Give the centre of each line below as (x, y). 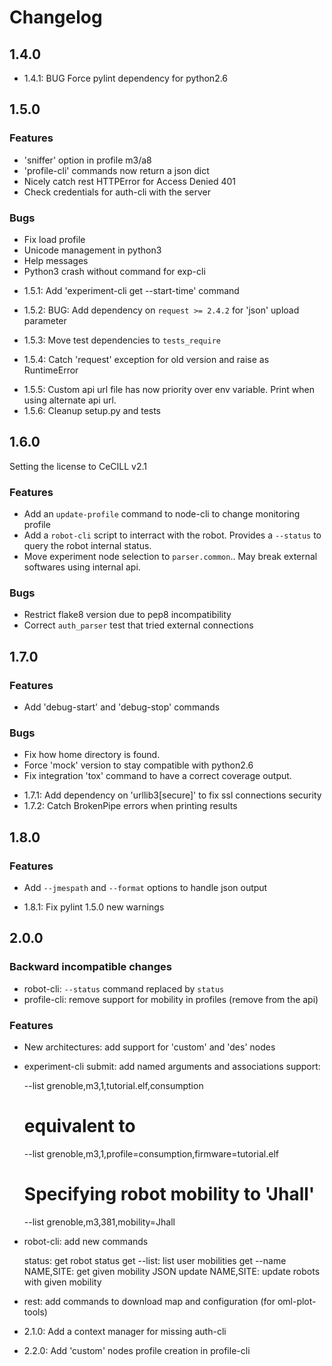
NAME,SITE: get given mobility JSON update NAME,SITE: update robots (172, 1271)
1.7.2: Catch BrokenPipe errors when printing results (130, 806)
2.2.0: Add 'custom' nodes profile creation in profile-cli (137, 1350)
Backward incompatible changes (90, 967)
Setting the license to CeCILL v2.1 (78, 466)
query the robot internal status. (87, 546)
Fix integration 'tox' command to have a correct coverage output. (157, 776)
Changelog (56, 17)
